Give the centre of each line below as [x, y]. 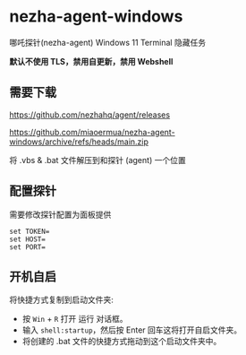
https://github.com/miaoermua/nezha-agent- [93, 132]
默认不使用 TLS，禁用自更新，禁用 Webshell [91, 61]
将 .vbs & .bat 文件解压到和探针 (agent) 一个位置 [98, 160]
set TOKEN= [30, 231]
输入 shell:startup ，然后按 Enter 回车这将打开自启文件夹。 [132, 330]
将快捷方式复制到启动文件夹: [62, 300]
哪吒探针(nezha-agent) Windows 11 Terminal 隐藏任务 [108, 42]
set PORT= [28, 247]
